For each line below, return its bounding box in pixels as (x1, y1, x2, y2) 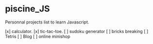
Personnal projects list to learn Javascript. (5, 19, 89, 25)
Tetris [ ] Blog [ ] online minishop (5, 33, 70, 39)
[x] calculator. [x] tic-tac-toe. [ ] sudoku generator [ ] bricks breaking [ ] (5, 28, 149, 34)
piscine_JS (5, 3, 50, 14)
